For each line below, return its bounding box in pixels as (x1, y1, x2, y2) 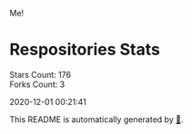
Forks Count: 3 (9, 79, 66, 90)
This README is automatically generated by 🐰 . (9, 113, 184, 125)
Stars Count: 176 (9, 69, 71, 80)
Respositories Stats (9, 40, 161, 60)
